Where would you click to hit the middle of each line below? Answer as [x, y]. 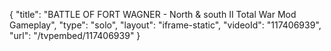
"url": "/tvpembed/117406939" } [75, 35]
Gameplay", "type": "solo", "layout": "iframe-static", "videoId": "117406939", [165, 25]
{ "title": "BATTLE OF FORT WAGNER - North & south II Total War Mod [153, 14]
